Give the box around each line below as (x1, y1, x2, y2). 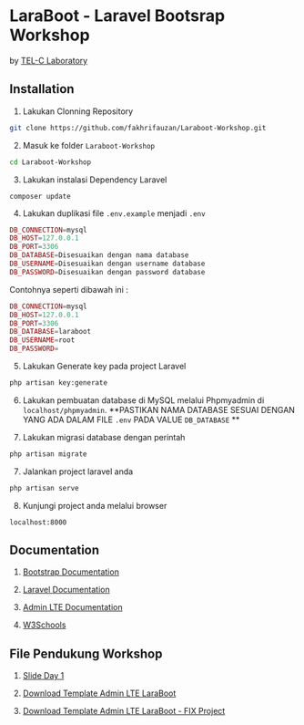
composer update (9, 192, 71, 201)
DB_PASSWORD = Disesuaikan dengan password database (9, 267, 206, 276)
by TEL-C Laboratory (9, 55, 88, 66)
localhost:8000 (9, 517, 67, 527)
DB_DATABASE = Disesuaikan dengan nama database (9, 251, 189, 260)
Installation (9, 81, 75, 97)
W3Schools (22, 619, 66, 630)
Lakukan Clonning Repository (22, 106, 134, 117)
